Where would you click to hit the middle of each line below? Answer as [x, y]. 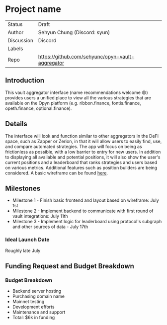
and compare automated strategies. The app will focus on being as [74, 146]
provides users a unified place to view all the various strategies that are [78, 97]
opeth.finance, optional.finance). [39, 108]
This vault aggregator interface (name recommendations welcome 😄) [77, 92]
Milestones [23, 188]
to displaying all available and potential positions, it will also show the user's [83, 157]
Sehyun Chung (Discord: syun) [74, 32]
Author [16, 32]
